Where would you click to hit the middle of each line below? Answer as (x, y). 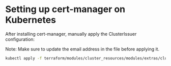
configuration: (20, 39)
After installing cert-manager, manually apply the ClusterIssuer (71, 34)
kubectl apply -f (24, 58)
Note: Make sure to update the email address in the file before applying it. (82, 49)
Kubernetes (31, 20)
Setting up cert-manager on (65, 9)
